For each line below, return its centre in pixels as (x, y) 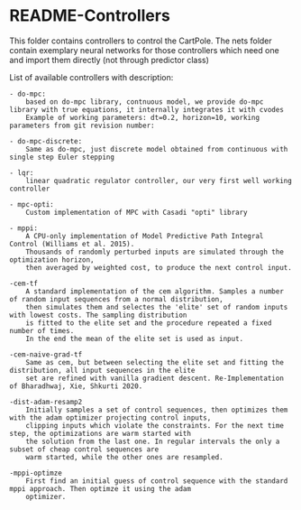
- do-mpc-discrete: (46, 141)
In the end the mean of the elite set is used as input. (135, 338)
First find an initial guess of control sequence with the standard (157, 481)
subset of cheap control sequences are (84, 449)
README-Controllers (90, 16)
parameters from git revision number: (82, 125)
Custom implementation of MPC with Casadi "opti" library (137, 212)
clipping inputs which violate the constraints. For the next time (155, 425)
